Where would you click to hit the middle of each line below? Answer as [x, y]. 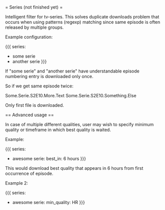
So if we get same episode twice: [39, 86]
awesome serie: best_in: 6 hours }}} [49, 159]
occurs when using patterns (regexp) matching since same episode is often [83, 22]
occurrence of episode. [29, 174]
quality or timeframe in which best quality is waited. [58, 130]
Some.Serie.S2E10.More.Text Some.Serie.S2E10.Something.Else [71, 96]
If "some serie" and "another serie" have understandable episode [72, 71]
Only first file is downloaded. [35, 105]
